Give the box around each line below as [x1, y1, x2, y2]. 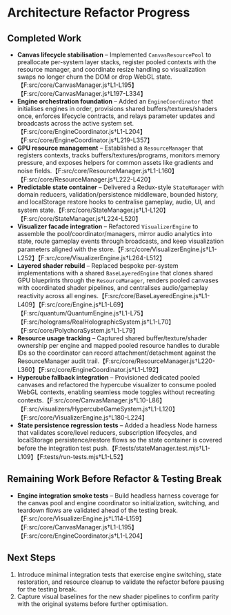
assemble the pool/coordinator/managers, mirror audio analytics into [17, 230, 212, 237]
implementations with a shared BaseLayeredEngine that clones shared [17, 269, 214, 277]
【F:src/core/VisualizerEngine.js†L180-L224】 [17, 413, 148, 422]
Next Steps [7, 552, 56, 564]
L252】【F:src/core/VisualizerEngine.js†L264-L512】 [17, 254, 165, 262]
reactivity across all [17, 292, 73, 300]
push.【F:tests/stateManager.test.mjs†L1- [92, 444, 210, 452]
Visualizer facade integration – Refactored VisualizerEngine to [17, 222, 199, 231]
